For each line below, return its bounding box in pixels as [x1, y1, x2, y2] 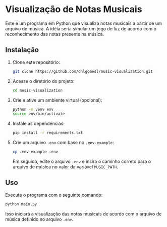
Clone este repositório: [12, 59, 61, 65]
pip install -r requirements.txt [12, 130, 83, 135]
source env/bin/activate [12, 111, 65, 117]
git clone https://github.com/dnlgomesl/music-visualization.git [12, 69, 153, 74]
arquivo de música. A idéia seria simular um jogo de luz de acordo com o [5, 25, 156, 31]
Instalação [5, 46, 39, 54]
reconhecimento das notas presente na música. [5, 31, 104, 37]
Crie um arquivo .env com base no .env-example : [12, 140, 115, 146]
